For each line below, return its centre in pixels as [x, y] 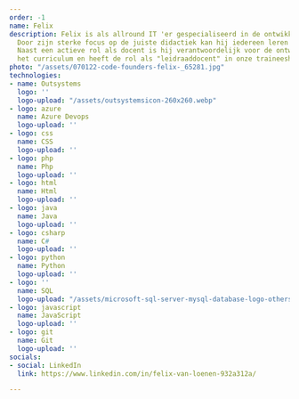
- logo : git [31, 332]
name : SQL [35, 290]
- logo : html [33, 183]
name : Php [35, 167]
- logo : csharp [37, 232]
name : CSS [35, 142]
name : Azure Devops [53, 117]
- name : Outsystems [45, 84]
